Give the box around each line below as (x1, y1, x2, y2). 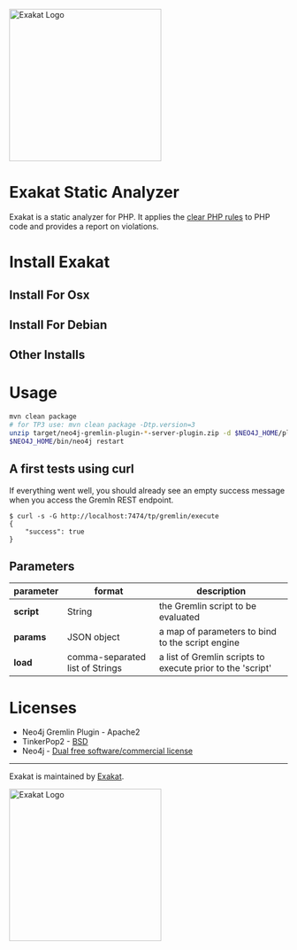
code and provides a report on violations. (9, 221, 159, 231)
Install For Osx (9, 287, 90, 302)
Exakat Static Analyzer (9, 183, 179, 203)
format (94, 585, 124, 597)
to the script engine (158, 636, 240, 649)
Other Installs (9, 347, 86, 362)
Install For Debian (9, 317, 108, 332)
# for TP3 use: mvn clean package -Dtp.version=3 (9, 421, 196, 430)
